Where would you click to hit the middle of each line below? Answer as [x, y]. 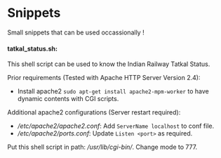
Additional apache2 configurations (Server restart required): [94, 112]
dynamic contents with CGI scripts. [68, 99]
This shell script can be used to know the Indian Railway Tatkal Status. [109, 64]
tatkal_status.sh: [33, 48]
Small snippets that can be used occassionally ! [76, 32]
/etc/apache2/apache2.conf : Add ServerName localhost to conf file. [116, 126]
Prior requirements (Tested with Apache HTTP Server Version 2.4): [104, 78]
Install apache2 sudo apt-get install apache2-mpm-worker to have [113, 91]
